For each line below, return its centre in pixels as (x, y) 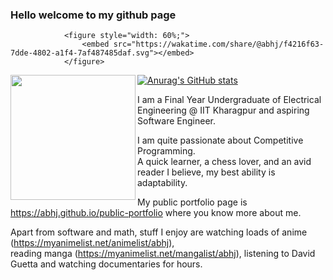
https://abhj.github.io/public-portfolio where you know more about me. (156, 213)
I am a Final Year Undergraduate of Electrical (229, 100)
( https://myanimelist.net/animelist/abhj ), (92, 243)
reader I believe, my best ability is (206, 172)
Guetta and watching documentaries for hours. (106, 264)
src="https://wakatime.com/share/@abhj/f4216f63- (219, 44)
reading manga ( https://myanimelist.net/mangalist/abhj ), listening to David (163, 254)
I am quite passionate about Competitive (220, 140)
